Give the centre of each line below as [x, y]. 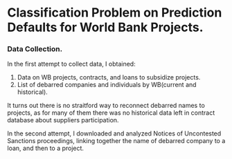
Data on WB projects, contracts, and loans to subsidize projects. [109, 77]
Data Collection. [35, 49]
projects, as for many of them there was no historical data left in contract [111, 113]
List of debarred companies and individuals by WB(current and [107, 85]
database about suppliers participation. [63, 120]
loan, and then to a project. [46, 148]
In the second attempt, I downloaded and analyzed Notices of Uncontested [114, 133]
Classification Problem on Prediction [115, 13]
